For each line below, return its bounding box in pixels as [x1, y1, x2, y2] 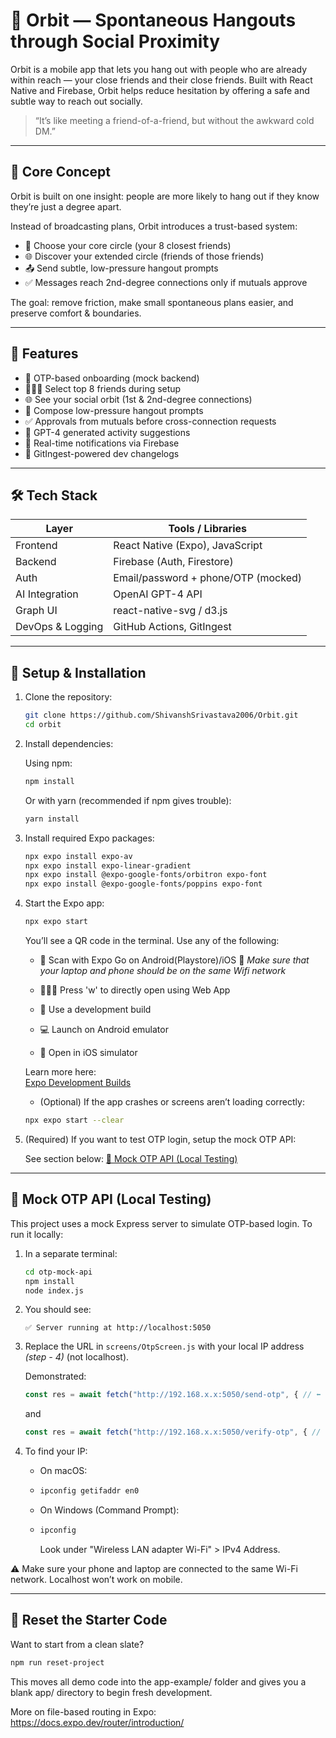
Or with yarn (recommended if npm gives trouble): [24, 794, 232, 806]
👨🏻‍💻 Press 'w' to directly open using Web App [39, 984, 231, 996]
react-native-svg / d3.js [113, 604, 228, 618]
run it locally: [10, 1228, 64, 1240]
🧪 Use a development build [39, 1004, 152, 1016]
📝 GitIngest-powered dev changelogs [24, 447, 180, 459]
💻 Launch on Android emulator [39, 1024, 169, 1036]
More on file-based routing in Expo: [10, 1705, 157, 1718]
